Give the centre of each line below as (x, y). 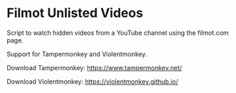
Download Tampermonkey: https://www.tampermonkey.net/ (95, 67)
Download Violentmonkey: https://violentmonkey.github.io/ (92, 81)
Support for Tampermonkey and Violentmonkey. (77, 54)
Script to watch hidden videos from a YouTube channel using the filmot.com (118, 33)
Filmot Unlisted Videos (75, 13)
